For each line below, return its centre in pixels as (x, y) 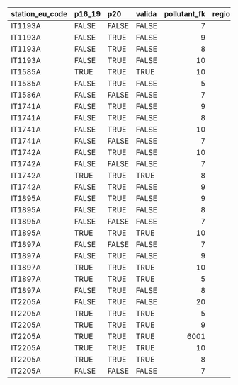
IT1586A (26, 95)
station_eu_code (39, 14)
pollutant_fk (185, 14)
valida (146, 14)
